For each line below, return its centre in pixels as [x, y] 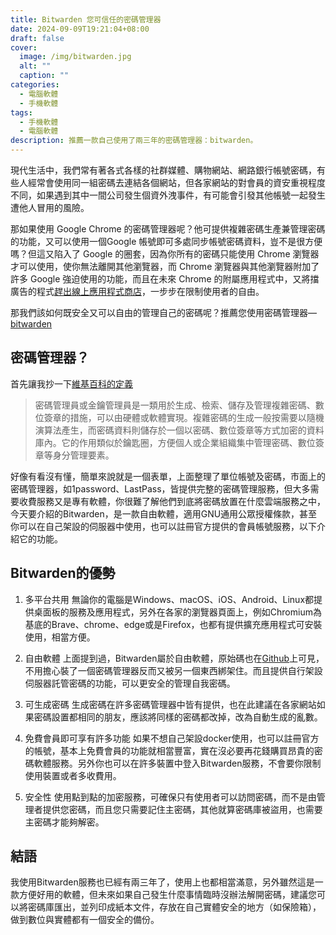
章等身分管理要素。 [74, 455]
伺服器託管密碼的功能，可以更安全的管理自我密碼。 [130, 683]
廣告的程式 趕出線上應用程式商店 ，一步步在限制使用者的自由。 [137, 291]
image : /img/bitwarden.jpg [75, 57]
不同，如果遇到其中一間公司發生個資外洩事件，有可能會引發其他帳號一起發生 [168, 195]
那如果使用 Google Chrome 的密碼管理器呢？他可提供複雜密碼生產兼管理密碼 [168, 229]
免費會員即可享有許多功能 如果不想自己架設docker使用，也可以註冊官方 [172, 738]
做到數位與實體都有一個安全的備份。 [85, 920]
